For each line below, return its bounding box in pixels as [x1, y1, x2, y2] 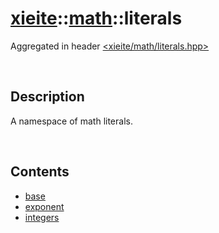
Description [10, 88, 85, 106]
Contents [10, 163, 70, 181]
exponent [24, 200, 65, 212]
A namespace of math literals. [10, 115, 133, 127]
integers [24, 211, 60, 223]
